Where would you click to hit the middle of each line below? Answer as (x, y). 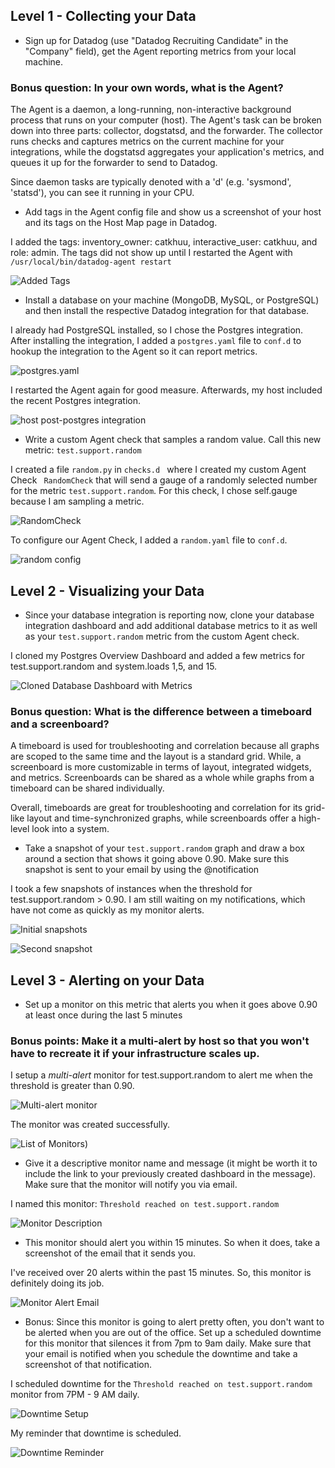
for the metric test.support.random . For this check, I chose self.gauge (154, 491)
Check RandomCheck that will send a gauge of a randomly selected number (164, 480)
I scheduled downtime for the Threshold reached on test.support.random (161, 1384)
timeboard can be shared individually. (87, 788)
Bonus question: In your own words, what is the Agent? (147, 87)
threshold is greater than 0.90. (72, 1086)
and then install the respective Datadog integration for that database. (167, 311)
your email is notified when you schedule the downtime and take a (161, 1354)
